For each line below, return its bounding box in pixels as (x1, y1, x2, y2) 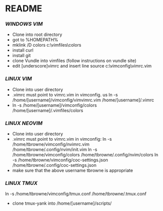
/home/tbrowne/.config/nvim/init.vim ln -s (12, 147, 97, 152)
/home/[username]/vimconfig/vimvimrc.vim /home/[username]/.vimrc (12, 97, 154, 103)
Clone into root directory (12, 31, 63, 37)
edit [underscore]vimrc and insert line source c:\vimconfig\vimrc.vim (12, 63, 152, 69)
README (5, 3, 42, 14)
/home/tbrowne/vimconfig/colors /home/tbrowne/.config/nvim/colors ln (12, 152, 159, 158)
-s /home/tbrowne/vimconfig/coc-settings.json (12, 157, 109, 163)
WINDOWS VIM (5, 21, 43, 28)
